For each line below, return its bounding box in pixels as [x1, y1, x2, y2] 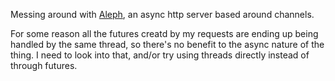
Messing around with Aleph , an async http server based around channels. [10, 9, 315, 20]
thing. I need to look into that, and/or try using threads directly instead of [10, 49, 310, 61]
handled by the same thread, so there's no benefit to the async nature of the [10, 39, 325, 50]
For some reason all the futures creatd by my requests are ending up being [10, 28, 319, 39]
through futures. [10, 60, 78, 71]
